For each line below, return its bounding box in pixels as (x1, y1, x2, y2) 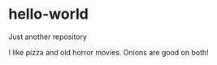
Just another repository (8, 32, 88, 41)
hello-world (8, 5, 89, 24)
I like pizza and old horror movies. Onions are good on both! (8, 47, 209, 57)
